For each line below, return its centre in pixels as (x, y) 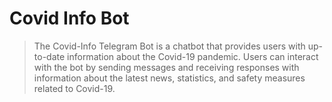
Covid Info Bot (69, 18)
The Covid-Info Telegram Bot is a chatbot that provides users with (169, 46)
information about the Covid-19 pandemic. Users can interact (193, 56)
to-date (49, 56)
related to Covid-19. (74, 88)
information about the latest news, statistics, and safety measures (169, 78)
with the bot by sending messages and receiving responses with (166, 67)
